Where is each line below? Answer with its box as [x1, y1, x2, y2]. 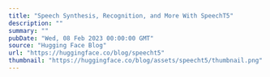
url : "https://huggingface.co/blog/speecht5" [8, 49, 165, 57]
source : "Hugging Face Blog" [8, 42, 107, 50]
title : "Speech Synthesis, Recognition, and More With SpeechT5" [8, 11, 234, 20]
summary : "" [8, 26, 49, 34]
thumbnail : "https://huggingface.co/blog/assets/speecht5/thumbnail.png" [8, 57, 264, 65]
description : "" [8, 19, 63, 27]
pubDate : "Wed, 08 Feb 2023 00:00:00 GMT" [8, 34, 154, 43]
